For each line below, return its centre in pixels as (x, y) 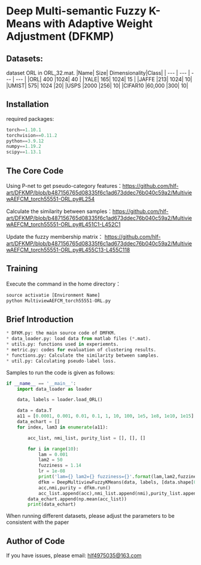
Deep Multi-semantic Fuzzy (76, 11)
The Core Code (35, 171)
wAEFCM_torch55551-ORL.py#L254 (51, 199)
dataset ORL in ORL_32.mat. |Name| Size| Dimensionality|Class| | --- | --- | (98, 73)
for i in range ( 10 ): (53, 449)
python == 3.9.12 (25, 141)
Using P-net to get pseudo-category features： (64, 186)
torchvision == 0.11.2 (32, 135)
